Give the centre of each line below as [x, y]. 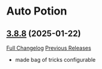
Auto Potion [37, 11]
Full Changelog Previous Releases [49, 48]
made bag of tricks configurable [55, 60]
